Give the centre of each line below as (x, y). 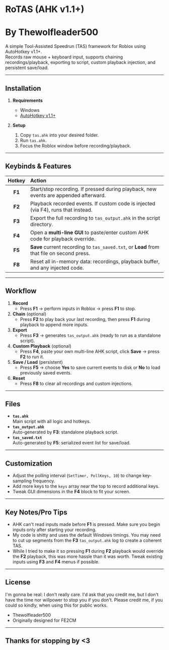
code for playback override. (63, 239)
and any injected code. (57, 268)
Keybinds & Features (38, 167)
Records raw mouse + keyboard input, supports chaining (64, 57)
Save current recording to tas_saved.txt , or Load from (95, 247)
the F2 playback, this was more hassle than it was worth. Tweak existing (87, 556)
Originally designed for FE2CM (44, 620)
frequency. (44, 481)
